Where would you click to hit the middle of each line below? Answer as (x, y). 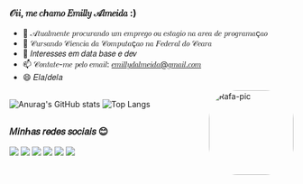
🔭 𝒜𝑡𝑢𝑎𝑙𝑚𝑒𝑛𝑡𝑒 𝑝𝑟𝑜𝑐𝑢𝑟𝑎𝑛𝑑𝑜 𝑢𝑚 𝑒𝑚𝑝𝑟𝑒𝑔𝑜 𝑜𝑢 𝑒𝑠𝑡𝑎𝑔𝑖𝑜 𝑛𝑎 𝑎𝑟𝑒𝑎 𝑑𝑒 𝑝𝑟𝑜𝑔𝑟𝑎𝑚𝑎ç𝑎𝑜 (145, 33)
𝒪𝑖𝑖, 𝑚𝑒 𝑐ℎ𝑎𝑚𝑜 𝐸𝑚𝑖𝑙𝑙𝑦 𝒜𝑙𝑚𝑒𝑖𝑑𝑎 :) (73, 13)
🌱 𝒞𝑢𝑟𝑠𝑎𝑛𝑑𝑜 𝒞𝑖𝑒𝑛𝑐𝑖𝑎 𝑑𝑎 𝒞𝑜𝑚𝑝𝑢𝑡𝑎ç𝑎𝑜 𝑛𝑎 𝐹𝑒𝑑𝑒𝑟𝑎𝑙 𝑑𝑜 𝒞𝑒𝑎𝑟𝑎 (117, 43)
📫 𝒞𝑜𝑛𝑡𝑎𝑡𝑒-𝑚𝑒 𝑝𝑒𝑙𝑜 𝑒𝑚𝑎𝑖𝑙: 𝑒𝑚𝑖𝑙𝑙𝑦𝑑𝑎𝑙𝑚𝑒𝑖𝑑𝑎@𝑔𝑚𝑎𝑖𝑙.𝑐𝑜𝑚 (112, 64)
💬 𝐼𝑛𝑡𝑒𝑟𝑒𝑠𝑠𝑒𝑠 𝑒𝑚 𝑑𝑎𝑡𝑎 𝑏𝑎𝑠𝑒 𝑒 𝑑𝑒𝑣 (80, 54)
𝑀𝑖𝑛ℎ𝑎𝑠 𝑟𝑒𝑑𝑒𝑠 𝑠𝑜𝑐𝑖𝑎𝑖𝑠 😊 (59, 132)
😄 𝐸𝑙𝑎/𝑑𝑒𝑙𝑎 (42, 78)
